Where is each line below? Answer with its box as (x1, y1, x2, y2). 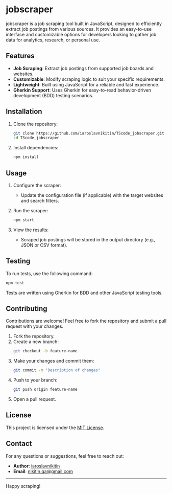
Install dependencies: (13, 145, 59, 151)
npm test (6, 280, 24, 285)
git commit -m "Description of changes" (13, 368, 101, 373)
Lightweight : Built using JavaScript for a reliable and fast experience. (13, 81, 160, 87)
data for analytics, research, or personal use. (6, 37, 100, 43)
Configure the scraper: (13, 183, 61, 188)
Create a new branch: (13, 339, 59, 345)
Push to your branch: (13, 377, 58, 383)
